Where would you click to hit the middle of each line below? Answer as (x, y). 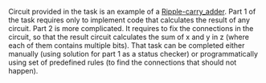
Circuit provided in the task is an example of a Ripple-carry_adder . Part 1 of (132, 12)
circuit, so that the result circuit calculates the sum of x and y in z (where (129, 37)
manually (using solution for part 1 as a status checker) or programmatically (133, 54)
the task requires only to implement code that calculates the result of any (129, 20)
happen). (23, 71)
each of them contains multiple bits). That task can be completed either (127, 45)
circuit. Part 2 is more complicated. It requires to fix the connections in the (131, 28)
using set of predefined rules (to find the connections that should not (123, 62)
